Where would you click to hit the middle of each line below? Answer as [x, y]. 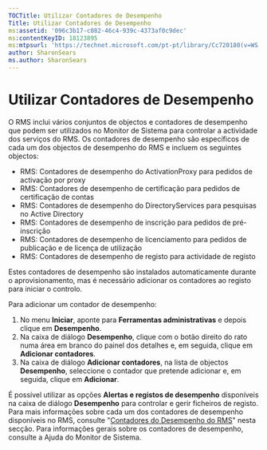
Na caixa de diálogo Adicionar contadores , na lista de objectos [124, 362]
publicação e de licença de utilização [80, 248]
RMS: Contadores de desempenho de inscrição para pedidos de [125, 222]
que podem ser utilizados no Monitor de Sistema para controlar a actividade [133, 130]
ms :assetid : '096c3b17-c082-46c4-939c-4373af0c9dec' [98, 30]
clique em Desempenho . [61, 328]
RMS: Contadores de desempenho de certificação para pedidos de [130, 188]
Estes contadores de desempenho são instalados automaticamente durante [132, 272]
